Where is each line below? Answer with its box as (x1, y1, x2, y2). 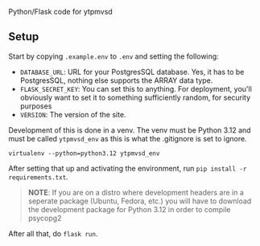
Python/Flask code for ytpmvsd (8, 7, 113, 16)
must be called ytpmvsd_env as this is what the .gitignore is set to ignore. (8, 133, 247, 143)
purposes (19, 100, 52, 111)
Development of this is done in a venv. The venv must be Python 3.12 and (8, 125, 251, 135)
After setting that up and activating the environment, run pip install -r (8, 163, 247, 173)
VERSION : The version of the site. (19, 109, 126, 119)
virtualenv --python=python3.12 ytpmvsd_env (8, 149, 160, 158)
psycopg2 (27, 213, 62, 223)
